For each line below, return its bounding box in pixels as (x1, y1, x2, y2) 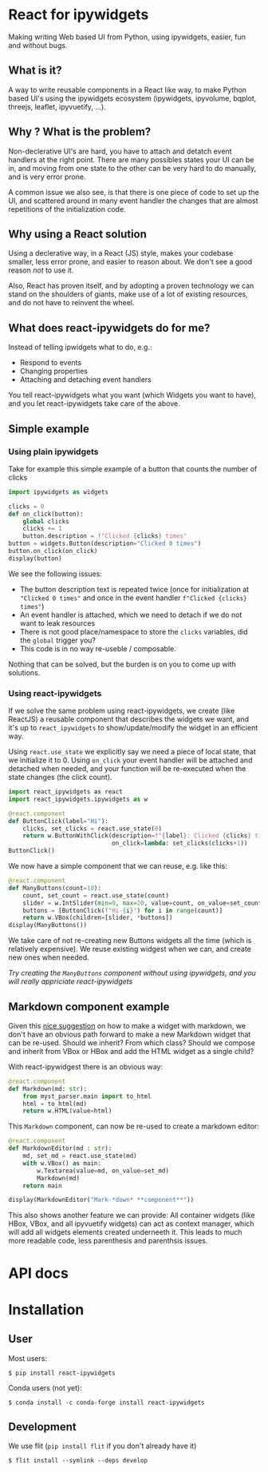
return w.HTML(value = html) (22, 1107, 112, 1116)
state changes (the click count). (8, 773, 113, 782)
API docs (8, 1264, 69, 1282)
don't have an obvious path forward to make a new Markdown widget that (8, 1029, 251, 1039)
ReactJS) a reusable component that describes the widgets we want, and (8, 714, 250, 724)
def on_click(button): (8, 510, 84, 518)
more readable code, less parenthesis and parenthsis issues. (8, 1236, 208, 1246)
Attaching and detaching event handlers (19, 375, 152, 384)
